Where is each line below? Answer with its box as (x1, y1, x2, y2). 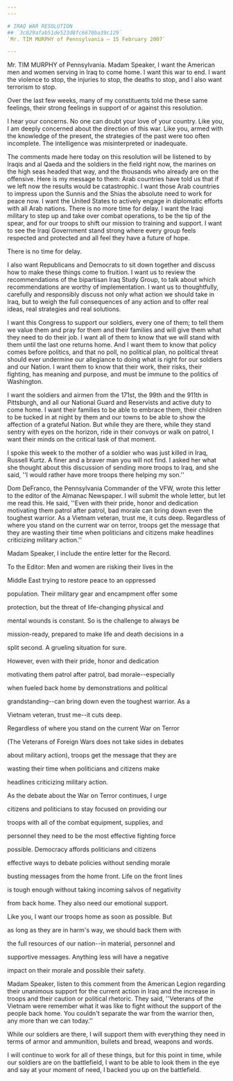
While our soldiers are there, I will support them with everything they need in (7, 1030, 225, 1039)
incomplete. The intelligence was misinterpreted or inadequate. (7, 140, 188, 148)
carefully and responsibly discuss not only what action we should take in (7, 290, 215, 299)
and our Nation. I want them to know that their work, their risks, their (7, 362, 202, 371)
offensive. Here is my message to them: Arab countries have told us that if (7, 175, 219, 183)
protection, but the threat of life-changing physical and (7, 603, 164, 612)
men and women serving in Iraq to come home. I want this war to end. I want (7, 68, 226, 76)
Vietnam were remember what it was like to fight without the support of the (7, 1002, 222, 1010)
